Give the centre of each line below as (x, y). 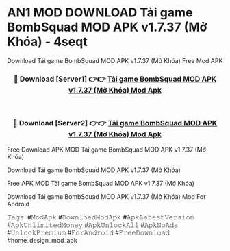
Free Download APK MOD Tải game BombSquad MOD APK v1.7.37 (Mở (107, 150)
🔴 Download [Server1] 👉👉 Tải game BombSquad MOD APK (115, 79)
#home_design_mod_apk (42, 240)
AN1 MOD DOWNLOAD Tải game (100, 13)
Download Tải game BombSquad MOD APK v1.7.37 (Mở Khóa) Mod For (107, 196)
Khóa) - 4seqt (47, 42)
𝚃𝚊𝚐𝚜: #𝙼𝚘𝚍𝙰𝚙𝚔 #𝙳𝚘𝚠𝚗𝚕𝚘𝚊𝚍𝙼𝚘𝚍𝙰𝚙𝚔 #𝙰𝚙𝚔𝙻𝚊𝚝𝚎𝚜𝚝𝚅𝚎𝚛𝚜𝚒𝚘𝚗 (101, 217)
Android (18, 204)
